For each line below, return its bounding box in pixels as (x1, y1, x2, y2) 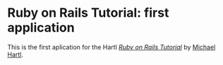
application (7, 20, 76, 36)
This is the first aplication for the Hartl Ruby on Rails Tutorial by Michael (7, 43, 216, 51)
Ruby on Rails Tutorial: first (7, 5, 169, 21)
